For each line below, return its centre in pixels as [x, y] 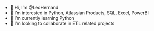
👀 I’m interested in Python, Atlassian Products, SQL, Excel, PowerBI [80, 13]
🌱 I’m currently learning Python [42, 18]
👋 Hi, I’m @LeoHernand [34, 8]
